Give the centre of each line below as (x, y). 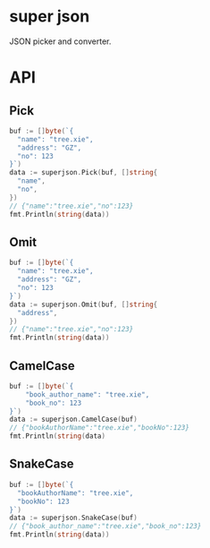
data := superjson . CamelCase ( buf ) (74, 420)
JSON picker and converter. (60, 41)
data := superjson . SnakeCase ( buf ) (74, 518)
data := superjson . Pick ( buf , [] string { (84, 173)
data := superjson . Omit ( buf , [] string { (84, 304)
